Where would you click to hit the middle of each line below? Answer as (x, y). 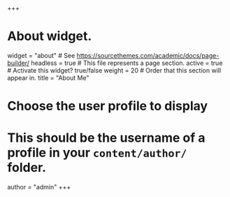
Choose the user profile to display (108, 106)
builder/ (19, 63)
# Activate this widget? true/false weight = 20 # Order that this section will (114, 70)
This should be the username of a (106, 138)
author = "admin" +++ (39, 187)
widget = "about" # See (41, 55)
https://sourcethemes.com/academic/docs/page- (148, 55)
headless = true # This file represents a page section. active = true (127, 63)
